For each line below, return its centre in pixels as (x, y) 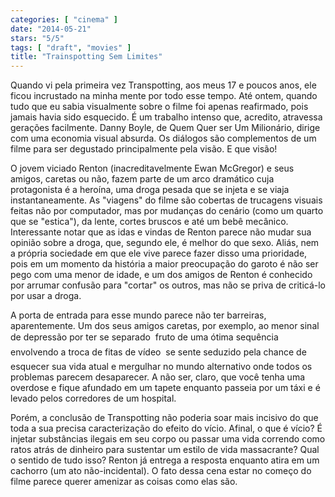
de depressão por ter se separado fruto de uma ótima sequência (144, 337)
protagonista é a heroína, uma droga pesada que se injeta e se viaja (150, 190)
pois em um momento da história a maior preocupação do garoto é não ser (164, 264)
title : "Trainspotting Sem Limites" (86, 57)
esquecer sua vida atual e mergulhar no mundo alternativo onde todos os (161, 367)
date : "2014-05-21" (51, 29)
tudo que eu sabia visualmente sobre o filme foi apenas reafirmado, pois (159, 107)
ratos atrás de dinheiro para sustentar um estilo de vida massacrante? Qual (165, 450)
